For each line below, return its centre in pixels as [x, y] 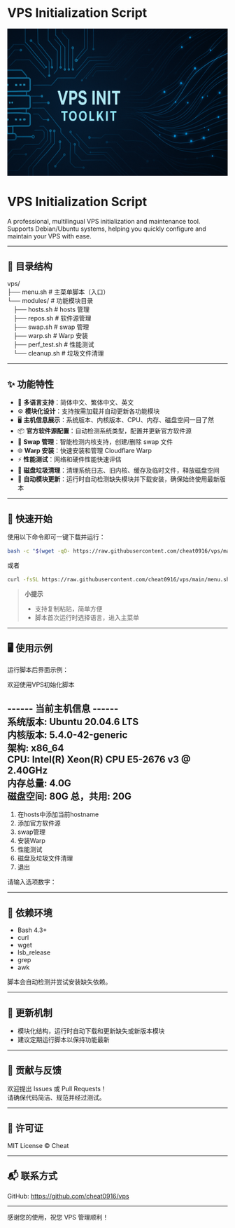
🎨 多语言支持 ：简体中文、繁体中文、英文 [76, 403]
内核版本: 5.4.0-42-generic [67, 735]
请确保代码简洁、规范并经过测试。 [56, 1097]
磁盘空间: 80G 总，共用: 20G [69, 796]
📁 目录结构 [30, 266]
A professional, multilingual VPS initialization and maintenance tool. [104, 221]
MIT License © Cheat [38, 1145]
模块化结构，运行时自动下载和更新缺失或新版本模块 [91, 1031]
